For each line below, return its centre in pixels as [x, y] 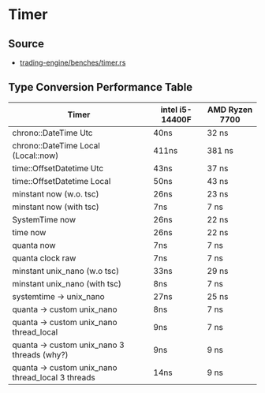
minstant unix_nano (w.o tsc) [66, 271]
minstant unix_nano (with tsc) [67, 283]
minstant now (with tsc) [56, 207]
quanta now [34, 245]
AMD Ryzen [230, 110]
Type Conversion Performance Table [101, 87]
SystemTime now [44, 219]
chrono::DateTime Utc [52, 133]
